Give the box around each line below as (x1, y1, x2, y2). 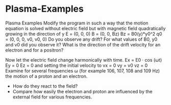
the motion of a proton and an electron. (5, 73, 88, 79)
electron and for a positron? (5, 47, 64, 53)
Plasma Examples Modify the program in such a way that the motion (5, 20, 149, 26)
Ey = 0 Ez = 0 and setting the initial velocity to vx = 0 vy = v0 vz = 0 (5, 62, 148, 68)
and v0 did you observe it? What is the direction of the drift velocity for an (5, 41, 161, 47)
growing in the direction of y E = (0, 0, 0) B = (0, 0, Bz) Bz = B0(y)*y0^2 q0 (5, 31, 162, 37)
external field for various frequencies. (12, 94, 92, 100)
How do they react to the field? (12, 83, 78, 89)
